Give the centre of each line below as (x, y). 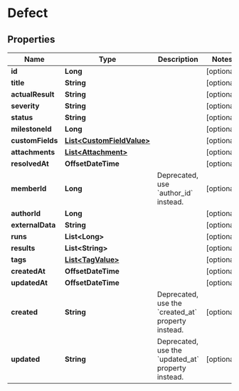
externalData (33, 225)
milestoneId (31, 129)
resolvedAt (30, 164)
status (22, 117)
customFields (34, 140)
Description (178, 59)
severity (25, 106)
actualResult (33, 94)
